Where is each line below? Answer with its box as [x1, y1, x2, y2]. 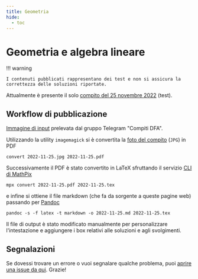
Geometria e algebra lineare [6, 45, 145, 59]
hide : [6, 14, 20, 20]
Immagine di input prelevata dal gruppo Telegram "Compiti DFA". [6, 125, 163, 132]
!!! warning [6, 65, 33, 72]
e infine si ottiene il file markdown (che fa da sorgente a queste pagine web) [6, 193, 191, 200]
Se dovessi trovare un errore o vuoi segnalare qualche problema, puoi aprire [6, 259, 192, 267]
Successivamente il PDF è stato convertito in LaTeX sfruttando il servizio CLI [6, 164, 192, 172]
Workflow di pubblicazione [6, 109, 108, 119]
